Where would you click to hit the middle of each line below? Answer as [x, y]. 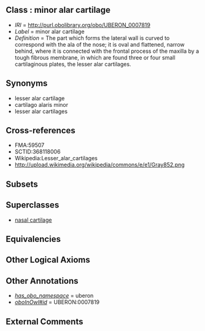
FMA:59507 [29, 145]
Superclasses [33, 205]
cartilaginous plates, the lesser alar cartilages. [73, 64]
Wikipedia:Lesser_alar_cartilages [56, 158]
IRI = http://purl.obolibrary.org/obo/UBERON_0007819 [83, 25]
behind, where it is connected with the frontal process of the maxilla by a [107, 51]
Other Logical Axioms [48, 260]
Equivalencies [33, 239]
